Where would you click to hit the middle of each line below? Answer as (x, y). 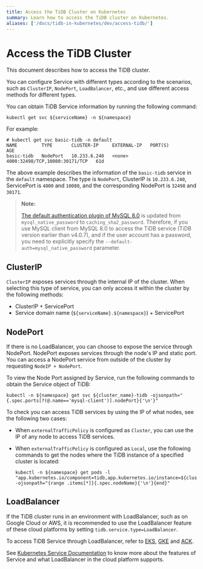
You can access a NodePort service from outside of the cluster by (89, 359)
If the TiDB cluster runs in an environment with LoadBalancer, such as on (97, 516)
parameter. (107, 248)
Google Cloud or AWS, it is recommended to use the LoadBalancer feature (99, 523)
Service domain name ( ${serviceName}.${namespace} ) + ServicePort (100, 313)
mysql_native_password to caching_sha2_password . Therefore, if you (104, 222)
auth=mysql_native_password (56, 249)
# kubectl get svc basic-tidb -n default (59, 140)
